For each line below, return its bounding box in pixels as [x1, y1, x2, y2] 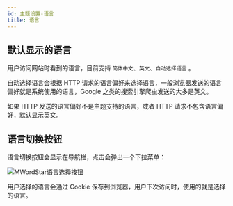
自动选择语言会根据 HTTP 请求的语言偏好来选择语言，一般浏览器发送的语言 [7, 79, 223, 87]
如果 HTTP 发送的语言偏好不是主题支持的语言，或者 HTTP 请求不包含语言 [7, 102, 218, 111]
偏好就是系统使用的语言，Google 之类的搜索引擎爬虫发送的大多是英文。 [7, 88, 213, 96]
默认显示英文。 [19, 111, 63, 119]
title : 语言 [7, 17, 40, 24]
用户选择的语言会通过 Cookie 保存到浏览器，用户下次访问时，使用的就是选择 [7, 182, 226, 191]
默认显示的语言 [7, 44, 72, 56]
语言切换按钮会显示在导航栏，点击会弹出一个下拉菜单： [7, 153, 166, 161]
